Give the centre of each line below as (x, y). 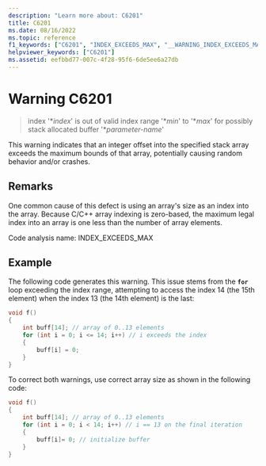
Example (30, 263)
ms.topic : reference (42, 38)
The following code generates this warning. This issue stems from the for (128, 281)
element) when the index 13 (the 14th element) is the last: (101, 299)
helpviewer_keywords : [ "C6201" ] (61, 52)
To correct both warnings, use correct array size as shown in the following (129, 380)
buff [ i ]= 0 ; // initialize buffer (93, 439)
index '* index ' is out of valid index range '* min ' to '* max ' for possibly (140, 120)
